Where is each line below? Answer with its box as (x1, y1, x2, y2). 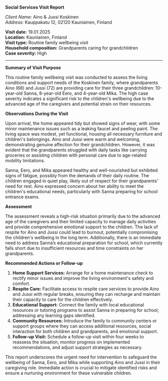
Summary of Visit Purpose (5, 65, 61, 71)
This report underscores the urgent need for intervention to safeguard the (5, 354, 157, 360)
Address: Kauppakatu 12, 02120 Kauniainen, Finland (5, 20, 112, 25)
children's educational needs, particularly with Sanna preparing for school (5, 189, 158, 194)
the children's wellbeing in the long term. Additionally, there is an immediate (5, 235, 161, 240)
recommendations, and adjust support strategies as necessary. (12, 344, 143, 350)
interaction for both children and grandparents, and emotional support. (12, 328, 158, 334)
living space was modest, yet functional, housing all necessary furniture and (5, 131, 162, 137)
